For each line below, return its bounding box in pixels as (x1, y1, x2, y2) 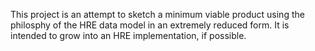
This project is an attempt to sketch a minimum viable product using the (10, 9, 305, 20)
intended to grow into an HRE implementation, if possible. (10, 30, 247, 41)
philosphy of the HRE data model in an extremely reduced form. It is (10, 19, 290, 31)
